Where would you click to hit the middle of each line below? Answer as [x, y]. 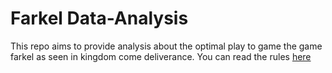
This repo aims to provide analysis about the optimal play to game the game [166, 46]
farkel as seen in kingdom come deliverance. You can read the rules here [161, 56]
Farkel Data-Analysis [99, 18]
